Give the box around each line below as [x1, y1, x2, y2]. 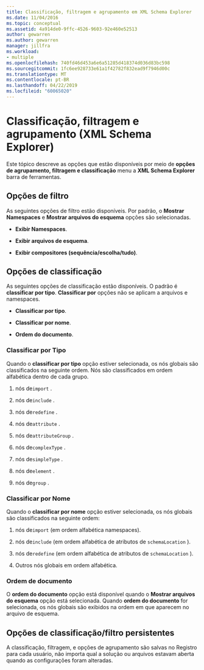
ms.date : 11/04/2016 [6, 15, 59, 21]
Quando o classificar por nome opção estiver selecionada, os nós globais [6, 508, 193, 515]
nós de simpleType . [15, 455, 63, 462]
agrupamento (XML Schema [6, 127, 152, 141]
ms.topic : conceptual [6, 20, 62, 26]
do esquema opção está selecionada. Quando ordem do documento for [6, 597, 188, 604]
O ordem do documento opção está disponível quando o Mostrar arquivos [6, 591, 195, 598]
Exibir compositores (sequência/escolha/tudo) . [15, 249, 138, 256]
